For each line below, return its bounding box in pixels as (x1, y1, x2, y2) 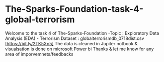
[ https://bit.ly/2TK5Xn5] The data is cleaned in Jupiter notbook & (5, 40, 138, 46)
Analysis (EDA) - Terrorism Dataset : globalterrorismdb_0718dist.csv (5, 35, 144, 41)
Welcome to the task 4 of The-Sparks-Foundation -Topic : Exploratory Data (5, 30, 160, 36)
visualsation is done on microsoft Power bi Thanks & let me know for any (5, 46, 154, 52)
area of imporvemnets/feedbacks (5, 51, 74, 57)
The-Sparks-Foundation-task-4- (5, 3, 144, 15)
